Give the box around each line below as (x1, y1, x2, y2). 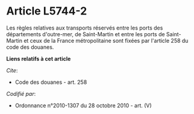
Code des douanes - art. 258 (14, 78, 87, 86)
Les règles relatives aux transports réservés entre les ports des (6, 24, 163, 31)
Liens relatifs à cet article (6, 55, 71, 62)
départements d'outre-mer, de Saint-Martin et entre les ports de (6, 30, 165, 37)
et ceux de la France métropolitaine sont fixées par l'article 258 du (23, 37, 189, 44)
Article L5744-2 (6, 4, 87, 18)
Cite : (6, 66, 18, 74)
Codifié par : (6, 90, 36, 97)
